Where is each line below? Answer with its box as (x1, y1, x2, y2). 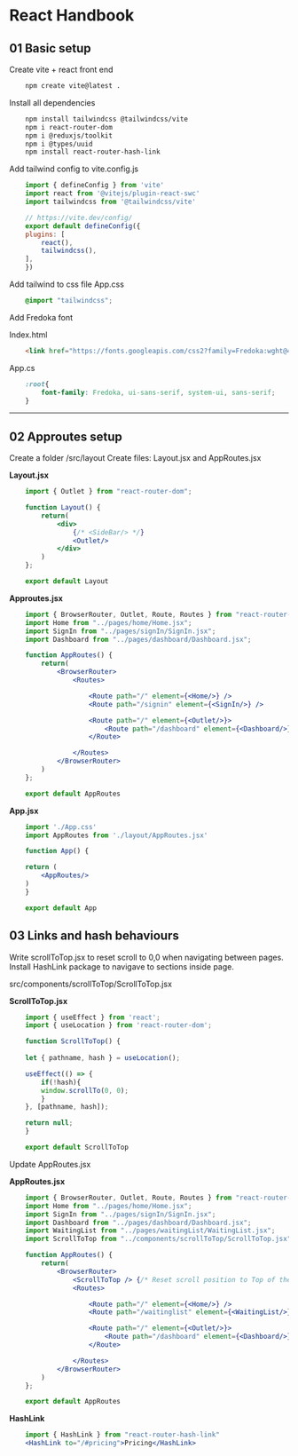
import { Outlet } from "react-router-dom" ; (25, 487, 192, 496)
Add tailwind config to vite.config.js (9, 163, 139, 174)
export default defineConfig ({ (25, 221, 141, 231)
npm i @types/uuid (25, 139, 93, 148)
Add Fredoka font (9, 312, 74, 322)
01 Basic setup (9, 41, 91, 56)
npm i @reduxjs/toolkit (25, 131, 114, 140)
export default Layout (25, 577, 109, 586)
